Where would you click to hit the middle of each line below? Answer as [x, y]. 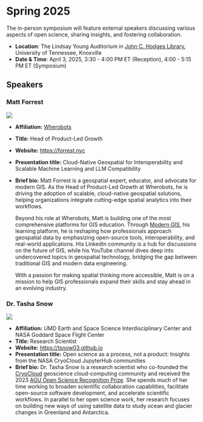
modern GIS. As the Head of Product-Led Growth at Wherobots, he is [101, 187]
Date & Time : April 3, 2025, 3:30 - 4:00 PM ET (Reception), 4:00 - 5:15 [103, 59]
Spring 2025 [38, 11]
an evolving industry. [41, 288]
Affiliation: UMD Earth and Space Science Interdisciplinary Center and [103, 328]
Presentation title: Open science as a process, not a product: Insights [102, 354]
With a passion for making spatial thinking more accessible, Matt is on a [105, 275]
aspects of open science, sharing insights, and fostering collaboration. [94, 34]
